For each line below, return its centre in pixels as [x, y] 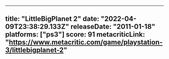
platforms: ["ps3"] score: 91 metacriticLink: [75, 35]
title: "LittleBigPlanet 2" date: [52, 19]
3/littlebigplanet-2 [34, 50]
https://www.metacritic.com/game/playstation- [86, 42]
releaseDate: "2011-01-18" [113, 27]
